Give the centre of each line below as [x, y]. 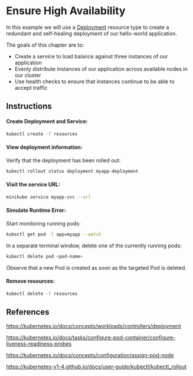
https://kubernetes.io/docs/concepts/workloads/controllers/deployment [94, 326]
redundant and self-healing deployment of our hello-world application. [92, 33]
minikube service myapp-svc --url [49, 197]
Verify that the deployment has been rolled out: [63, 160]
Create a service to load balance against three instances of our [91, 56]
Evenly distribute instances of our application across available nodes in [101, 68]
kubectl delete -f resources [42, 293]
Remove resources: [30, 281]
